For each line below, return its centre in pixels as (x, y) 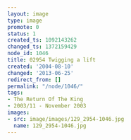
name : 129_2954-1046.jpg (50, 126)
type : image (25, 21)
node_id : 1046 (28, 54)
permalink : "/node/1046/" (45, 86)
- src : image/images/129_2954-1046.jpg (66, 119)
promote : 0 (23, 27)
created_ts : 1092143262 (42, 40)
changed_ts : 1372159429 (42, 47)
